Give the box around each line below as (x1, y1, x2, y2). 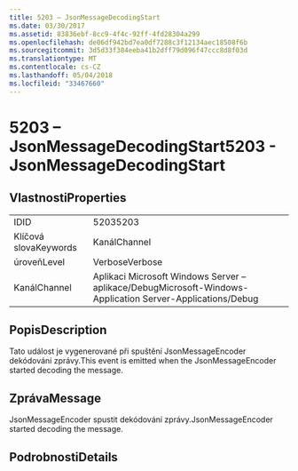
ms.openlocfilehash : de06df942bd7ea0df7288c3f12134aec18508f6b (9, 37, 248, 47)
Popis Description (9, 323, 107, 338)
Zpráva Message (9, 390, 102, 405)
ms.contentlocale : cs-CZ (9, 63, 101, 72)
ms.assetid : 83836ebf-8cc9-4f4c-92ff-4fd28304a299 (9, 29, 200, 38)
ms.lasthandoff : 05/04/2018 (9, 71, 114, 80)
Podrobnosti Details (9, 450, 118, 465)
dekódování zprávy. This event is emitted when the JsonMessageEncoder (9, 355, 277, 366)
